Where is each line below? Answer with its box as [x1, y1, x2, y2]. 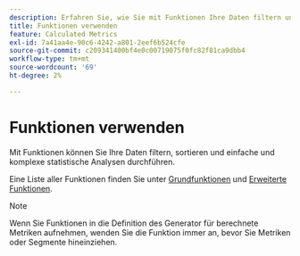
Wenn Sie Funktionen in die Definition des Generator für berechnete [9, 218, 259, 228]
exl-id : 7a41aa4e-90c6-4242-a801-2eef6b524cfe [9, 37, 186, 47]
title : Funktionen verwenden [9, 21, 118, 30]
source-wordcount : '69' [9, 63, 98, 72]
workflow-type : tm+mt [9, 54, 90, 63]
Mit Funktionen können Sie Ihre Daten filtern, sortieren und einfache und [9, 146, 275, 157]
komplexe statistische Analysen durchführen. [9, 156, 176, 167]
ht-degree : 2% [9, 71, 62, 80]
